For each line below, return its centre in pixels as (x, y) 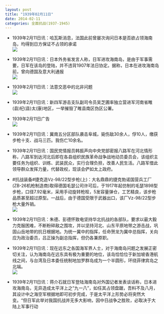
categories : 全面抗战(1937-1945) (38, 23)
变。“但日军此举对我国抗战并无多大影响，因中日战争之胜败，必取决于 (82, 300)
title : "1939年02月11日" (29, 14)
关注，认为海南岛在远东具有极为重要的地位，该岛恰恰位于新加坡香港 (85, 254)
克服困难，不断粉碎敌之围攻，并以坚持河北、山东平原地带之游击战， (85, 226)
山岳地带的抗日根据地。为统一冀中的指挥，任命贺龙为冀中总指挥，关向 (87, 232)
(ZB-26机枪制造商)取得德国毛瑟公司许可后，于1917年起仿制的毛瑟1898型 (85, 186)
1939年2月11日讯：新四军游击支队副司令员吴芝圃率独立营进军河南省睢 (82, 102)
